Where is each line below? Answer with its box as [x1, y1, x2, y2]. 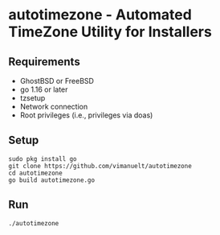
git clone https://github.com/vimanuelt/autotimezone [8, 162, 193, 170]
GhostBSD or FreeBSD [19, 76, 95, 85]
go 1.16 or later [19, 85, 68, 94]
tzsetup [19, 93, 46, 102]
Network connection [19, 102, 88, 111]
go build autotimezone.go [8, 175, 95, 184]
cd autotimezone [8, 169, 63, 177]
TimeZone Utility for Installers [8, 23, 213, 41]
